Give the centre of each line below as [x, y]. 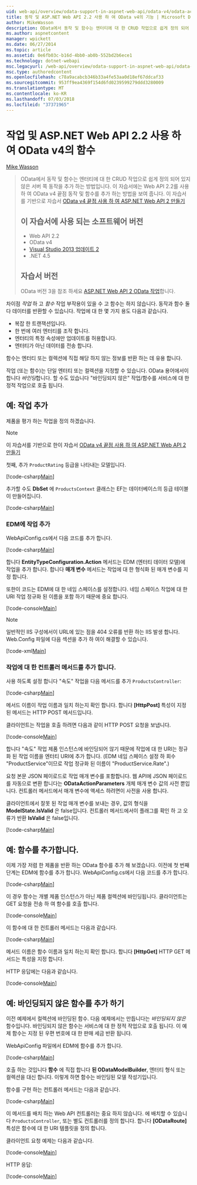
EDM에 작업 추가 [28, 524]
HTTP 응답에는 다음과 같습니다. [42, 971]
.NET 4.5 [40, 256]
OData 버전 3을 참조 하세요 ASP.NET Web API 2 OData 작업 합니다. [98, 291]
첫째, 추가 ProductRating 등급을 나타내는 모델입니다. [66, 464]
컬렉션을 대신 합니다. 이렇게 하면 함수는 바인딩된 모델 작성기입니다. [82, 1077]
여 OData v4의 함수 [51, 150]
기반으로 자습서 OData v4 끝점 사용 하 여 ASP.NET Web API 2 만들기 [106, 201]
